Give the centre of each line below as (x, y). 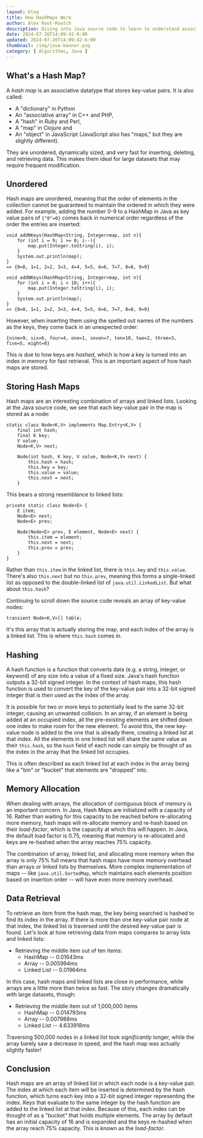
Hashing (22, 655)
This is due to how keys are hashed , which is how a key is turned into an (96, 355)
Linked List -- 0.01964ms (55, 970)
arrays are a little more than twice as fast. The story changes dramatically (98, 988)
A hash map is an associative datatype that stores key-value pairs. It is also (100, 90)
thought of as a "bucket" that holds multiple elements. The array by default (99, 1116)
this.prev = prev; (51, 548)
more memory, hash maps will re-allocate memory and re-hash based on (97, 822)
